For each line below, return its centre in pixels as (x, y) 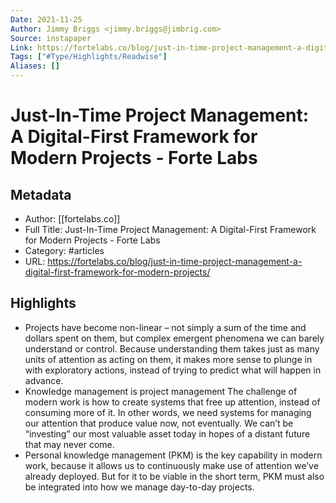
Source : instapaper (51, 38)
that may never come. (69, 444)
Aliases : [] (35, 66)
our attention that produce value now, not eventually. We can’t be (159, 423)
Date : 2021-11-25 (46, 19)
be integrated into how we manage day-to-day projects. (139, 487)
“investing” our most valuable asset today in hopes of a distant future (167, 433)
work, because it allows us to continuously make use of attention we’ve (171, 465)
